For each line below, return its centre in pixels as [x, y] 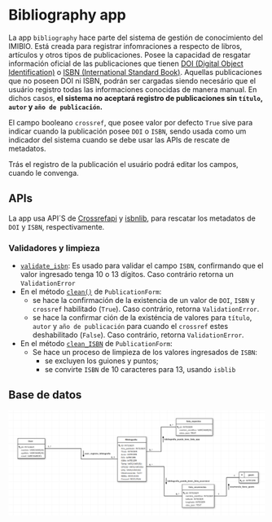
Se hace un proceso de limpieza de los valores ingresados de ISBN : [145, 353]
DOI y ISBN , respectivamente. [57, 226]
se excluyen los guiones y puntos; [101, 361]
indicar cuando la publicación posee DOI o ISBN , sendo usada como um [127, 131]
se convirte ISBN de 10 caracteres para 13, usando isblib [140, 370]
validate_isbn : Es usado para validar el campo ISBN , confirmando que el [142, 265]
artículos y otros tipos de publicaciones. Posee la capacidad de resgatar [129, 55]
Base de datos [45, 395]
